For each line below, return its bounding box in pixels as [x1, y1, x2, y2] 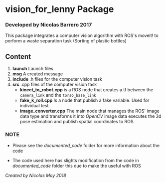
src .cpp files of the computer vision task [12, 81, 97, 88]
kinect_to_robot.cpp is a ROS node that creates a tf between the [19, 87, 154, 93]
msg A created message [12, 71, 63, 77]
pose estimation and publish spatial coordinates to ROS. [19, 119, 135, 125]
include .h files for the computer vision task [12, 76, 102, 82]
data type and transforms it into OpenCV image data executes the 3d [19, 113, 162, 119]
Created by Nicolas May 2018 [5, 172, 66, 178]
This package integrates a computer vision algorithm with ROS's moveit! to [5, 32, 159, 38]
